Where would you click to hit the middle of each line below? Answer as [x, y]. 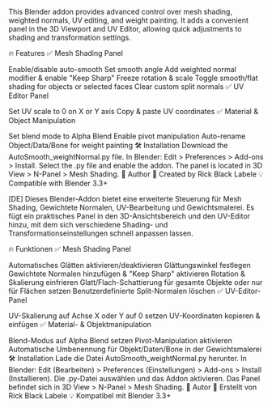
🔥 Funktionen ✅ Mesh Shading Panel [70, 249]
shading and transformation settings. [70, 37]
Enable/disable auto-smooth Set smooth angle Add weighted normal [122, 69]
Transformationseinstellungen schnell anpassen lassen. [101, 233]
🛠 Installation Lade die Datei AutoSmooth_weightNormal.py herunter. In [127, 358]
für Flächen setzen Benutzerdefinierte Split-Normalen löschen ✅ [116, 291]
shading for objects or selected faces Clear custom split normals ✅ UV [126, 87]
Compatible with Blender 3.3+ [58, 183]
